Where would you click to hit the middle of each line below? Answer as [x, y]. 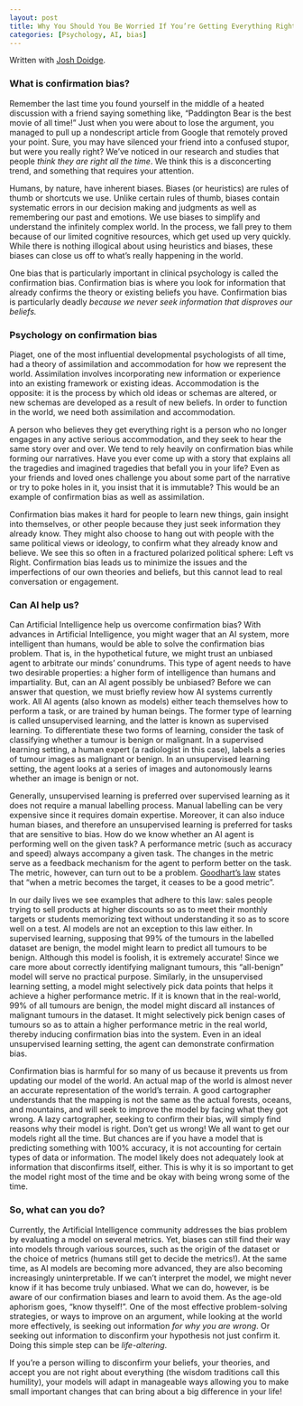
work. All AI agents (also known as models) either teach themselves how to [149, 702]
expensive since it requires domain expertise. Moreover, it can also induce [147, 816]
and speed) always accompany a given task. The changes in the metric [142, 854]
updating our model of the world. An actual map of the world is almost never [151, 1080]
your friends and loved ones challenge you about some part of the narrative [150, 477]
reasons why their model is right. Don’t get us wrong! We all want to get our [150, 1129]
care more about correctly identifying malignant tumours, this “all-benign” [147, 967]
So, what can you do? [57, 1210]
